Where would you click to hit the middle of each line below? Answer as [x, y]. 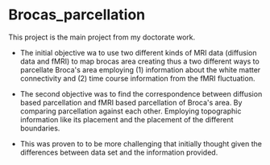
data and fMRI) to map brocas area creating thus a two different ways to [139, 61]
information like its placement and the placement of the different [127, 119]
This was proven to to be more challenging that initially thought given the [141, 143]
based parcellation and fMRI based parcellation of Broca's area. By [131, 102]
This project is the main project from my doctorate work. [102, 37]
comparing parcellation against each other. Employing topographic [131, 111]
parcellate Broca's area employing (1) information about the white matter [140, 69]
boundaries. [40, 128]
